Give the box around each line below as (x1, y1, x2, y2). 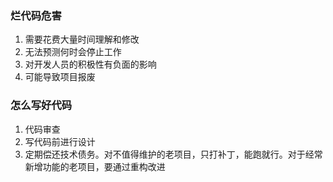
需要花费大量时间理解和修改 (24, 33, 140, 46)
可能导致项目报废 (24, 71, 96, 83)
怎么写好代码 (10, 98, 73, 112)
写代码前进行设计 (24, 135, 96, 147)
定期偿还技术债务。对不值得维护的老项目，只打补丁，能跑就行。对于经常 (24, 148, 323, 160)
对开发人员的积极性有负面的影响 (24, 58, 157, 71)
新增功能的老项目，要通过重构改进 (24, 160, 166, 172)
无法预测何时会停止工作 (24, 46, 122, 58)
